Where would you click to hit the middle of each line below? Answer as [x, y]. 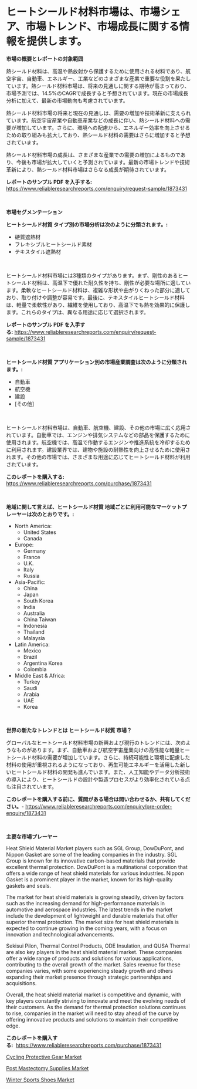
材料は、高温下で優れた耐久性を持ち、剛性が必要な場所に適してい [111, 283]
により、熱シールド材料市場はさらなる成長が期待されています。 [93, 169]
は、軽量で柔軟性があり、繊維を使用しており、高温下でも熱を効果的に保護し [98, 305]
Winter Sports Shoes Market [40, 1080]
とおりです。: [58, 514]
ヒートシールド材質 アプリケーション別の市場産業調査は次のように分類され [97, 362]
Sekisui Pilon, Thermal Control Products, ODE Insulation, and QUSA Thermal [98, 946]
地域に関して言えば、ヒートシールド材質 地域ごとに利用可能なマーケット [94, 507]
